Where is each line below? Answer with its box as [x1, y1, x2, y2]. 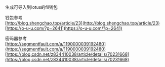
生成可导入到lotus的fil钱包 [5, 4, 58, 10]
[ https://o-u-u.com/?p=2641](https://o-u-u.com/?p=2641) [5, 25, 123, 31]
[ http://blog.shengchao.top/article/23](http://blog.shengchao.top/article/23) [5, 20, 160, 26]
